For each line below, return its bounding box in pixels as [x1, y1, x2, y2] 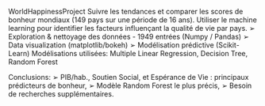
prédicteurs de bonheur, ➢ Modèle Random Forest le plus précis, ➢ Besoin [8, 81, 252, 90]
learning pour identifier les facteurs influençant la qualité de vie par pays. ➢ [8, 24, 255, 32]
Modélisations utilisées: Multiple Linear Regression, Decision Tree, [31, 49, 248, 58]
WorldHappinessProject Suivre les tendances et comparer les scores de [8, 7, 244, 16]
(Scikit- [215, 40, 240, 50]
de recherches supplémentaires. [8, 89, 114, 98]
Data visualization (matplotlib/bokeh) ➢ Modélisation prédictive [8, 40, 214, 50]
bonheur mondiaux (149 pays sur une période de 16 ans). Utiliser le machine [8, 15, 258, 25]
